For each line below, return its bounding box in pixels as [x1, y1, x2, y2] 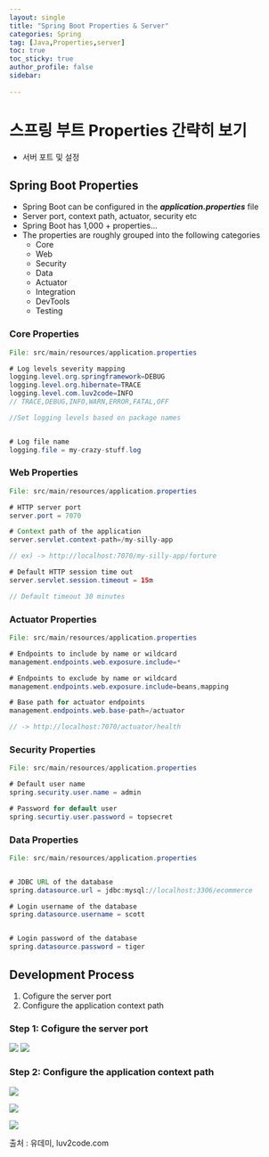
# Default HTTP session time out [9, 567, 134, 577]
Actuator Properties [9, 613, 97, 625]
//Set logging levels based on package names [9, 413, 181, 422]
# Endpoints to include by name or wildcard [9, 649, 177, 658]
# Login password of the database [9, 934, 138, 943]
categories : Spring [9, 29, 82, 38]
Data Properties [9, 834, 79, 846]
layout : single [9, 12, 66, 22]
